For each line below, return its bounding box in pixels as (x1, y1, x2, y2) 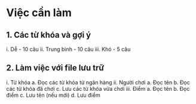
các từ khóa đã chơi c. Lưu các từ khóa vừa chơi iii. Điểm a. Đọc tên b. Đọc (6, 85, 190, 92)
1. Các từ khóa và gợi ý (6, 30, 91, 40)
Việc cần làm (6, 6, 72, 20)
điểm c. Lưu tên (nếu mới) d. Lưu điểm (6, 91, 100, 99)
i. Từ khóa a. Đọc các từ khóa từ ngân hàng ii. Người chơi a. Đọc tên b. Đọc (6, 78, 190, 86)
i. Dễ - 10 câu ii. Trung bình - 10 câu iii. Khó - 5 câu (6, 45, 131, 53)
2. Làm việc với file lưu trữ (6, 63, 105, 73)
